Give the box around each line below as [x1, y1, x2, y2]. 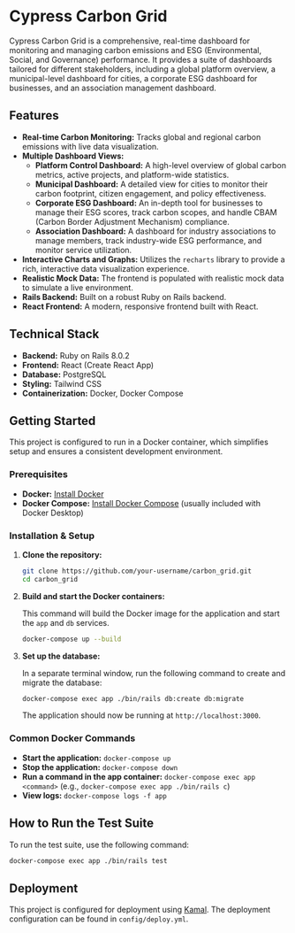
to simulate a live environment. [21, 281, 134, 293]
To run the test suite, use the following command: [9, 839, 190, 850]
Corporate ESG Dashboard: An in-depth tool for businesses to [34, 197, 263, 208]
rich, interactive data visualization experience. [21, 263, 190, 274]
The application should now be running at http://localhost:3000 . [21, 710, 261, 721]
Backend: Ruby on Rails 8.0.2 [21, 350, 130, 360]
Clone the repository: [21, 549, 102, 559]
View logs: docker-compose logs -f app [21, 790, 168, 800]
